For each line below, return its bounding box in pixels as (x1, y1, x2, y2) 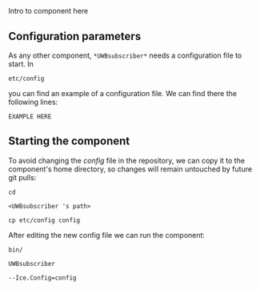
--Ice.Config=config (8, 273, 78, 282)
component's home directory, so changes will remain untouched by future (8, 164, 253, 174)
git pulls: (8, 172, 37, 182)
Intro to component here (8, 6, 89, 16)
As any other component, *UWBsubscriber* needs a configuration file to (8, 50, 242, 60)
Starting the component (8, 135, 130, 148)
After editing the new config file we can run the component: (8, 230, 206, 240)
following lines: (8, 97, 58, 107)
